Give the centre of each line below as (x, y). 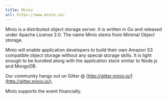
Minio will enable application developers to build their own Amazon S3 (79, 50)
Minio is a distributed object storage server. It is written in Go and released (84, 29)
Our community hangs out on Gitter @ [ (47, 76)
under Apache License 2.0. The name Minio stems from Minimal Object (80, 35)
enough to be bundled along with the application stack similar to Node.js (81, 60)
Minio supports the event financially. (43, 91)
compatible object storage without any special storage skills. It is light (78, 55)
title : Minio (19, 10)
